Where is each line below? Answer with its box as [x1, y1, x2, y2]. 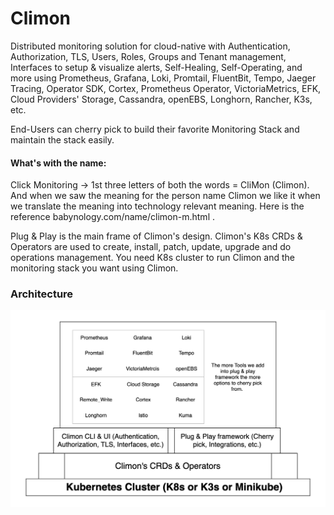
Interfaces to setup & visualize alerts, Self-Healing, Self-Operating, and [10, 61, 303, 73]
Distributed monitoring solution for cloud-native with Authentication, [10, 40, 291, 52]
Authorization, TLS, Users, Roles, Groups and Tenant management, [10, 50, 287, 62]
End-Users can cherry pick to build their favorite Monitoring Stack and [10, 123, 300, 135]
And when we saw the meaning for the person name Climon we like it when [10, 190, 321, 202]
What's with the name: [10, 157, 107, 169]
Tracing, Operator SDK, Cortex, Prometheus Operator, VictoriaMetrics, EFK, [10, 82, 322, 94]
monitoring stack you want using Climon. [10, 262, 179, 274]
